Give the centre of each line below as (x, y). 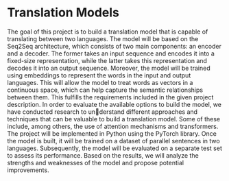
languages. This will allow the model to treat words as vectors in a (100, 82)
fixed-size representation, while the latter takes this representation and (107, 60)
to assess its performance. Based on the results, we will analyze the (103, 155)
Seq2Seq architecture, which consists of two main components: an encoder (114, 46)
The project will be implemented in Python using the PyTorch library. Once (112, 133)
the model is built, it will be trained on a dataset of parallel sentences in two (114, 141)
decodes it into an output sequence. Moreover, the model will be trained (109, 68)
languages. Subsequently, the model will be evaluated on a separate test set (115, 148)
